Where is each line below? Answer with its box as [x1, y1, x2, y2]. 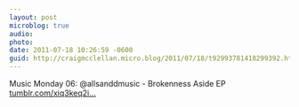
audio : [9, 29, 34, 38]
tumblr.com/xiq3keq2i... [9, 88, 96, 98]
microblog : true [9, 21, 69, 30]
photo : [9, 37, 34, 47]
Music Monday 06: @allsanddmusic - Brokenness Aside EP [9, 79, 226, 88]
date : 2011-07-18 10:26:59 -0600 [9, 46, 133, 55]
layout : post [9, 12, 58, 22]
